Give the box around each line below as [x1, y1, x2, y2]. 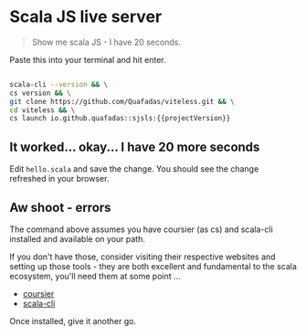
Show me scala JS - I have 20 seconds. [31, 37, 181, 47]
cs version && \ [9, 89, 71, 98]
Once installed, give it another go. [9, 315, 137, 326]
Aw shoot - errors [9, 199, 111, 215]
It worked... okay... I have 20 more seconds [9, 139, 260, 154]
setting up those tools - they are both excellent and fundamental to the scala [9, 260, 297, 271]
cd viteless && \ [9, 105, 76, 115]
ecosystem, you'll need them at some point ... [9, 270, 181, 281]
